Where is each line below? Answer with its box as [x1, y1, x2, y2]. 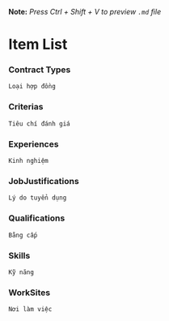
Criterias [8, 101, 44, 113]
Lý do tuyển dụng [8, 194, 67, 202]
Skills [8, 250, 31, 261]
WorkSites [8, 287, 51, 298]
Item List [8, 36, 68, 53]
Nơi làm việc [8, 306, 53, 314]
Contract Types [8, 64, 71, 75]
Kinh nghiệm [8, 157, 49, 165]
